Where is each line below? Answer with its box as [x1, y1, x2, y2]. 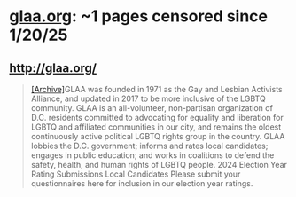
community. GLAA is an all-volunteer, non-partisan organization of [30, 103, 273, 113]
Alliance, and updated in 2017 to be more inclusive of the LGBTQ [30, 93, 266, 104]
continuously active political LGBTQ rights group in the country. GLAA [30, 131, 285, 141]
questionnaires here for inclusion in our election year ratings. [30, 178, 253, 188]
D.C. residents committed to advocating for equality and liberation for [30, 113, 284, 122]
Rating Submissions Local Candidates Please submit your [30, 169, 241, 179]
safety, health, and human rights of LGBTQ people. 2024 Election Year [30, 160, 288, 169]
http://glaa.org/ [9, 60, 97, 75]
